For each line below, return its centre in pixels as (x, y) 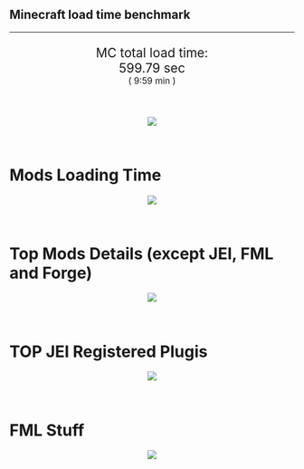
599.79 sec (152, 68)
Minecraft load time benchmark (100, 15)
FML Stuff (47, 430)
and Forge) (51, 273)
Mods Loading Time (85, 175)
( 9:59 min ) (152, 81)
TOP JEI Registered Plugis (109, 351)
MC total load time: (152, 53)
